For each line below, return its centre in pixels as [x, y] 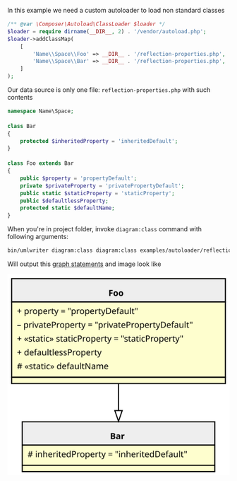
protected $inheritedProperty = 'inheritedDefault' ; [99, 141]
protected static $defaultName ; [67, 208]
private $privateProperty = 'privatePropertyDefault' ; [102, 186]
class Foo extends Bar [41, 163]
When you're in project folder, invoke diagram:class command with [105, 229]
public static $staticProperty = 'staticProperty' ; [97, 193]
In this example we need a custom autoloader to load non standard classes [116, 10]
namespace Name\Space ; [41, 111]
